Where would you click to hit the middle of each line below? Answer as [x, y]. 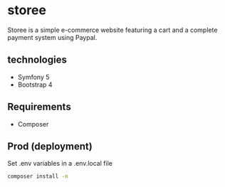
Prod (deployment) [50, 146]
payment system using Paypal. [52, 37]
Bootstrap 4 [35, 85]
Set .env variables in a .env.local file [60, 164]
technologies [37, 60]
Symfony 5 [33, 77]
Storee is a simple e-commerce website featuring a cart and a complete [112, 30]
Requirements [39, 107]
